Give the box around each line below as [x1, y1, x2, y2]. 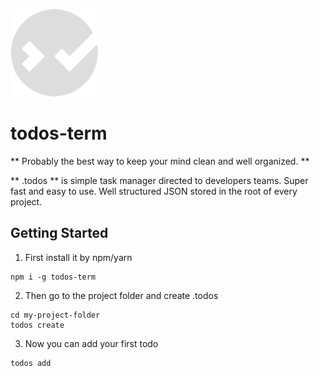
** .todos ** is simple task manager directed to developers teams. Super [10, 174, 309, 186]
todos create [10, 320, 65, 330]
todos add [10, 358, 52, 368]
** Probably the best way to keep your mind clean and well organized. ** [10, 155, 310, 167]
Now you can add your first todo [24, 337, 159, 349]
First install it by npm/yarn [24, 251, 133, 263]
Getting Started [10, 225, 109, 242]
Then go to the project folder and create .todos [24, 289, 219, 301]
